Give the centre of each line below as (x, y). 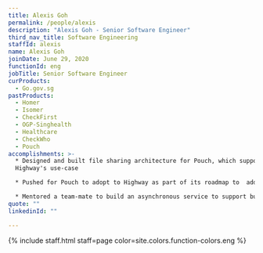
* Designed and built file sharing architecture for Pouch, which (126, 161)
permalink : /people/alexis (52, 23)
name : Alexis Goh (36, 52)
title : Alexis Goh (38, 15)
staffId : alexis (34, 45)
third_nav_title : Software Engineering (73, 37)
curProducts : (29, 81)
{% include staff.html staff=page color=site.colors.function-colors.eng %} (127, 240)
